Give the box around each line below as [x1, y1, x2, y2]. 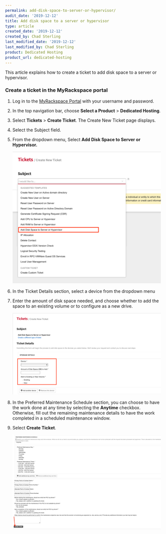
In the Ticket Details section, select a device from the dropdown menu [12, 288, 156, 294]
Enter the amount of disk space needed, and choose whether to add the [12, 298, 159, 304]
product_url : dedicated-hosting [5, 55, 72, 60]
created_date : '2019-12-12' [5, 29, 63, 34]
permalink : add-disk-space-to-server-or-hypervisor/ [5, 8, 116, 13]
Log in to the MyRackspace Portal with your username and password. [12, 98, 154, 104]
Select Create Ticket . [12, 425, 56, 430]
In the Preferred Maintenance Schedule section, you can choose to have [12, 399, 160, 405]
